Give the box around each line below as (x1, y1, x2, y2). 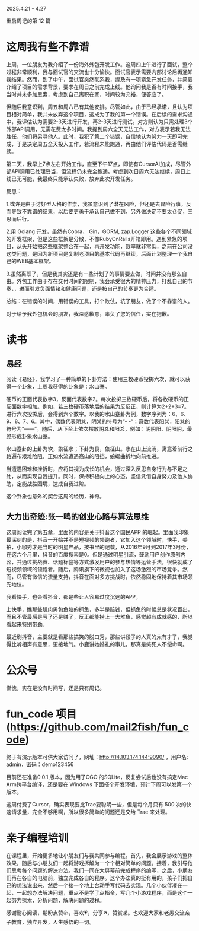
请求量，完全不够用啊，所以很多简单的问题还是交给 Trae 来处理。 (11, 808, 171, 815)
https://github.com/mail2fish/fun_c (9, 720, 190, 733)
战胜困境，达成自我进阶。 (26, 480, 89, 487)
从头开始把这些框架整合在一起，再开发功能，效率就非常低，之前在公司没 (16, 243, 193, 250)
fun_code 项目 (6, 707, 77, 720)
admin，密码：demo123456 (6, 761, 74, 768)
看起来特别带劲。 (6, 620, 48, 628)
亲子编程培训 (6, 831, 69, 844)
